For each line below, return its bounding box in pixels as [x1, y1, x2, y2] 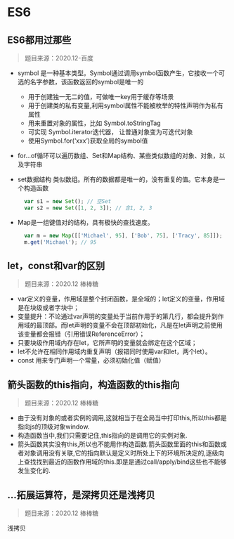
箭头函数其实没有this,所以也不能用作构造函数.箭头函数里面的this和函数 [17, 440, 221, 448]
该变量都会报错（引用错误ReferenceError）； [17, 330, 145, 338]
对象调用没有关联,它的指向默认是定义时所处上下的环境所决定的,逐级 [23, 449, 219, 457]
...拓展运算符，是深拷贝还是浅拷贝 [7, 489, 156, 501]
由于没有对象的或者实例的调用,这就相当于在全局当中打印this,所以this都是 [17, 414, 227, 422]
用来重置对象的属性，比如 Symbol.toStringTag [27, 119, 161, 127]
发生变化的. [17, 467, 51, 475]
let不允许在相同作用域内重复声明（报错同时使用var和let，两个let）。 [17, 347, 212, 356]
